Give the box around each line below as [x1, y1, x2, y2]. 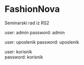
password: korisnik [4, 54, 43, 60]
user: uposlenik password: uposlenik [4, 39, 80, 45]
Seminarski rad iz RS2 [4, 20, 49, 26]
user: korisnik [4, 49, 33, 55]
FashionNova [4, 3, 60, 15]
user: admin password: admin [4, 29, 65, 35]
